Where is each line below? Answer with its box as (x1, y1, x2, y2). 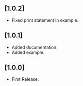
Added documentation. (11, 44, 58, 50)
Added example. (11, 49, 45, 55)
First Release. (11, 76, 39, 82)
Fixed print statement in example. (11, 17, 79, 23)
